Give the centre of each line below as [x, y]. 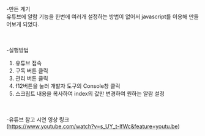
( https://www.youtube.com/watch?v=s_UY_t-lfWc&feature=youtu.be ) [93, 126]
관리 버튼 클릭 [32, 78]
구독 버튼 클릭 [32, 71]
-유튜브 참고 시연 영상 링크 [38, 120]
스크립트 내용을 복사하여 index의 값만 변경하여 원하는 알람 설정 [90, 94]
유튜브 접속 [28, 63]
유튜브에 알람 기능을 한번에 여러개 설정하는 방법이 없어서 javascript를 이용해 [97, 16]
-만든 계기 [18, 9]
